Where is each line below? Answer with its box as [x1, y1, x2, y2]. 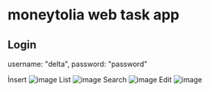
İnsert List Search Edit [7, 75, 172, 84]
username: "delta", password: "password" [7, 59, 148, 69]
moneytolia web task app [7, 6, 180, 24]
